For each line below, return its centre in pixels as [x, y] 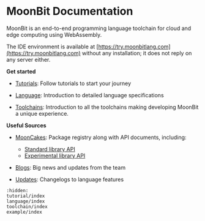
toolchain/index [27, 206]
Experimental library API [55, 155]
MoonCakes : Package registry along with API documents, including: [101, 137]
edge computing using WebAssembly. [54, 34]
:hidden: [17, 190]
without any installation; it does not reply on [137, 53]
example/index [24, 212]
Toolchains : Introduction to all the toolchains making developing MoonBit [107, 107]
